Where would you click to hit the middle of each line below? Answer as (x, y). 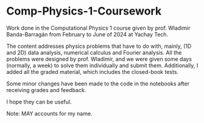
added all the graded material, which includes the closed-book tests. (92, 71)
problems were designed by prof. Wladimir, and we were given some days (99, 59)
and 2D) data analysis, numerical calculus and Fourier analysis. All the (94, 52)
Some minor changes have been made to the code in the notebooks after (98, 84)
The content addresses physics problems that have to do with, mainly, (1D (99, 46)
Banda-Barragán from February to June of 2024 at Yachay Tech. (87, 34)
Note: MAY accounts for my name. (49, 113)
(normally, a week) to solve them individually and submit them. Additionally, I (102, 65)
